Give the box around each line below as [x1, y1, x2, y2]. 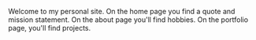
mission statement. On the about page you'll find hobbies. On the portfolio [8, 15, 249, 24]
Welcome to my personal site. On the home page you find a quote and [8, 7, 236, 16]
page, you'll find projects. [8, 24, 91, 32]
